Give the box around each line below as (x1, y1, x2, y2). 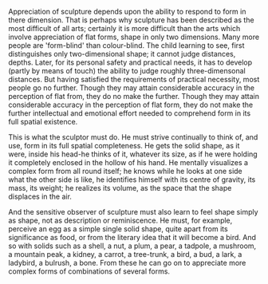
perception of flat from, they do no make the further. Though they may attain (8, 92, 260, 101)
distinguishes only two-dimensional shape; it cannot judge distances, (8, 49, 236, 58)
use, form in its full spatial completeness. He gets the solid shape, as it (8, 141, 240, 150)
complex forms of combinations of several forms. (8, 266, 170, 276)
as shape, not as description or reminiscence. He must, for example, (8, 215, 233, 225)
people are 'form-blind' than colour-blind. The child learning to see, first (8, 41, 245, 50)
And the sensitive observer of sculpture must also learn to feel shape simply (8, 207, 258, 216)
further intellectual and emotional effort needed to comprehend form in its (8, 108, 251, 118)
